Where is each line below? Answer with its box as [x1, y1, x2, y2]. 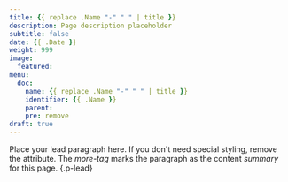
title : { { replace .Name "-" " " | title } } [9, 12, 176, 22]
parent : [25, 103, 53, 112]
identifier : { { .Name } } [25, 95, 117, 104]
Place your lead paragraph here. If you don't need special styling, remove [9, 144, 277, 155]
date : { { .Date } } [9, 37, 77, 47]
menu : [9, 71, 29, 80]
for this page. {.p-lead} [9, 163, 93, 173]
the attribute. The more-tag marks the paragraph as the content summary [9, 154, 279, 163]
